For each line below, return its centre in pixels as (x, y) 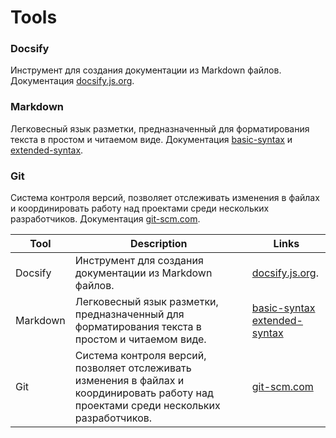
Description (159, 244)
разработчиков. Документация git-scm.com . (105, 219)
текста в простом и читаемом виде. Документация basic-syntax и (151, 139)
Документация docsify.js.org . (72, 81)
